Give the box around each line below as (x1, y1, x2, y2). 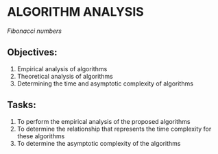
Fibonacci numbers (7, 27, 62, 35)
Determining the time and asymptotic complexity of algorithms (16, 79, 194, 88)
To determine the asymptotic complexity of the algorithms (16, 139, 181, 147)
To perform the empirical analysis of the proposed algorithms (16, 117, 191, 125)
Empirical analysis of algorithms (16, 64, 108, 73)
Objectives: (7, 47, 58, 58)
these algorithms (16, 131, 65, 140)
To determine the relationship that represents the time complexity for (16, 125, 212, 133)
